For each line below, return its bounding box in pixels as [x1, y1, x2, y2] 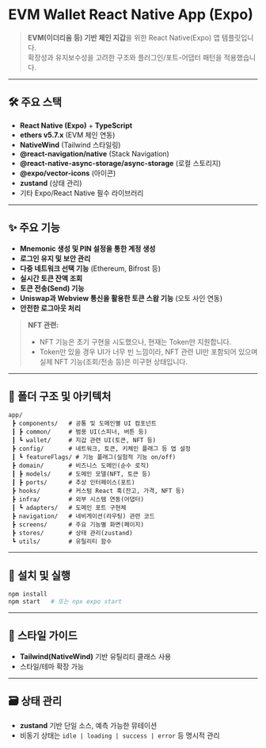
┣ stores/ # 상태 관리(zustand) [11, 530, 133, 538]
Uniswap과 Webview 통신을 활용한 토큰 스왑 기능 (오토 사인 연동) [19, 293, 223, 303]
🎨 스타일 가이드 [8, 629, 78, 642]
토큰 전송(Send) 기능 [19, 283, 85, 293]
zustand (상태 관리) [19, 178, 82, 187]
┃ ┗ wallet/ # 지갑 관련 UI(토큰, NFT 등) [11, 437, 157, 445]
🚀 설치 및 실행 [8, 569, 71, 582]
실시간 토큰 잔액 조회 [19, 273, 83, 283]
